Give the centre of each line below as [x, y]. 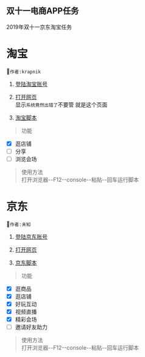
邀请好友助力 [31, 327]
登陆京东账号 [31, 236]
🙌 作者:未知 [19, 224]
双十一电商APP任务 [43, 11]
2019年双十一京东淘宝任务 [39, 27]
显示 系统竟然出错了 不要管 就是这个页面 [61, 104]
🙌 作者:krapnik [24, 71]
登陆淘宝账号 [31, 84]
